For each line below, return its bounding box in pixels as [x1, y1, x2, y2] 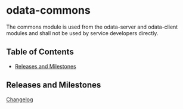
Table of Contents [6, 47, 75, 57]
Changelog [6, 96, 33, 103]
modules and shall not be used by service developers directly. [6, 29, 159, 36]
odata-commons [6, 4, 91, 17]
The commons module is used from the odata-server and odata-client [6, 23, 178, 30]
